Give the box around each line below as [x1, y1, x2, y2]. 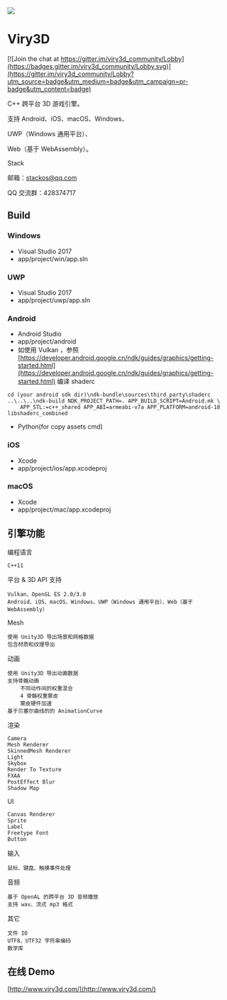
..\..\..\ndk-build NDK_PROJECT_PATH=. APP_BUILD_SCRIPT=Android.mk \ [7, 397, 221, 405]
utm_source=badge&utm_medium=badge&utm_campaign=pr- [7, 77, 189, 85]
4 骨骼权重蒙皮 [20, 692, 59, 699]
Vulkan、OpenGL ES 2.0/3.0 [7, 590, 87, 598]
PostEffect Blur [7, 778, 55, 786]
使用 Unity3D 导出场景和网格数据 [7, 633, 94, 640]
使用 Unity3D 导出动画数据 [7, 669, 79, 677]
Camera [7, 735, 27, 742]
